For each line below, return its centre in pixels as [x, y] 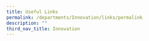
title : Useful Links [33, 12]
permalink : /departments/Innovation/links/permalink [74, 17]
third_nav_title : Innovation [43, 29]
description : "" [27, 23]
